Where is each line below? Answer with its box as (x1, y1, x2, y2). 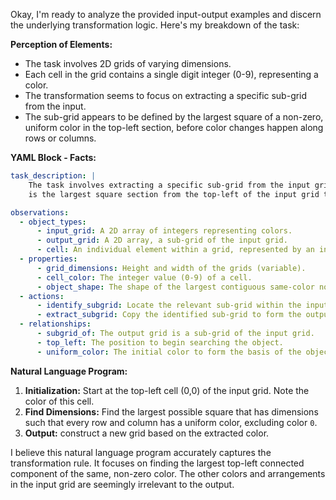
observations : (10, 207, 70, 218)
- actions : (19, 291, 65, 301)
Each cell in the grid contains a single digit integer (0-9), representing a (24, 69, 319, 80)
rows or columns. (24, 132, 97, 144)
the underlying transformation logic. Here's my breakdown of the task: (10, 19, 300, 31)
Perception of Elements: (10, 39, 113, 50)
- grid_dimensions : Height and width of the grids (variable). (36, 263, 307, 273)
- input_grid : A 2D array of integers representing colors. (36, 226, 293, 236)
